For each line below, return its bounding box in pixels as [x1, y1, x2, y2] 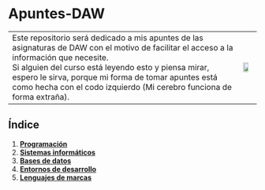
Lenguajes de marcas [19, 173, 92, 182]
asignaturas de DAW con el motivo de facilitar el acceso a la [12, 42, 233, 53]
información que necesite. [12, 52, 109, 63]
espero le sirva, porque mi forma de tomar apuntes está [12, 72, 218, 83]
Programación [19, 139, 68, 148]
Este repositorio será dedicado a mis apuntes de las [12, 32, 203, 43]
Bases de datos [19, 155, 72, 166]
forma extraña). [12, 91, 69, 102]
